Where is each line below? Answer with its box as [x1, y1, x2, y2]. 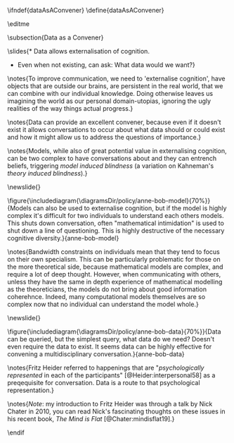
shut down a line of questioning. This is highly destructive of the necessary [7, 226, 225, 235]
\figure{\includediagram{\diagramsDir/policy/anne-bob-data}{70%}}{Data [7, 327, 221, 336]
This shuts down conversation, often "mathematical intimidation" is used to [7, 219, 225, 227]
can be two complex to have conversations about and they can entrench [7, 154, 217, 162]
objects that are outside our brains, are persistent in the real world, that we [7, 82, 223, 90]
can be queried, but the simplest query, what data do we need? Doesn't [7, 335, 215, 343]
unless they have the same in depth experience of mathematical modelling [7, 278, 223, 286]
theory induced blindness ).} [7, 169, 88, 177]
